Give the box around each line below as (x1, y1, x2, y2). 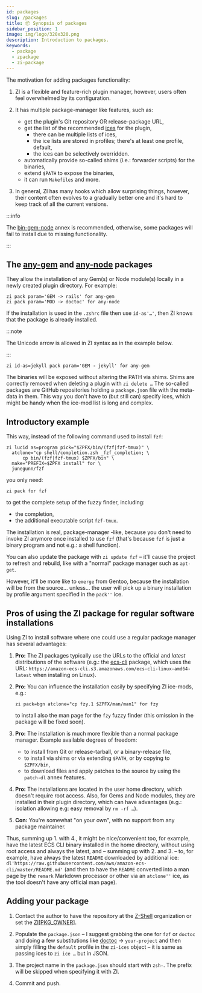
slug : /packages (6, 15, 47, 21)
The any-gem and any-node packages (6, 259, 153, 269)
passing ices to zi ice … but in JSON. (14, 949, 109, 957)
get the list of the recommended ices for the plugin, (24, 124, 152, 131)
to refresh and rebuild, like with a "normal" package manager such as (6, 559, 179, 567)
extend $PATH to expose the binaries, (24, 169, 115, 176)
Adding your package (6, 896, 89, 906)
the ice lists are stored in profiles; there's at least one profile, (33, 137, 184, 144)
